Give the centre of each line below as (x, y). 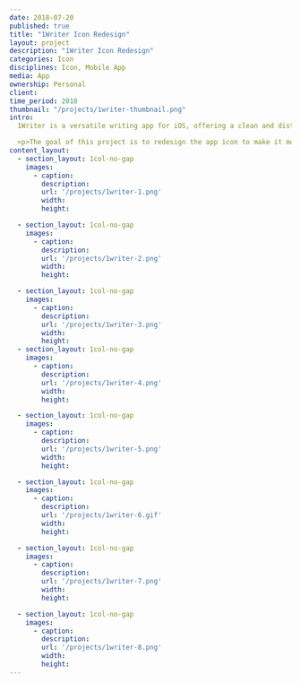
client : (24, 92)
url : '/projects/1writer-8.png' (102, 648)
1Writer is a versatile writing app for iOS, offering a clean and (146, 126)
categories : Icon (42, 59)
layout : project (39, 43)
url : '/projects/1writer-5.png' (102, 449)
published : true (39, 26)
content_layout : (39, 151)
